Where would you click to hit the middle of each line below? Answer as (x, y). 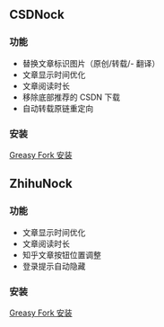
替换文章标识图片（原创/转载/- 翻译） (91, 63)
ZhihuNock (41, 184)
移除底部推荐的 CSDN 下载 (71, 97)
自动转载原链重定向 (58, 108)
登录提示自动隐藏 (54, 266)
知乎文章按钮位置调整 (61, 254)
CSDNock (37, 15)
